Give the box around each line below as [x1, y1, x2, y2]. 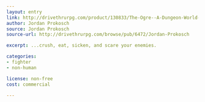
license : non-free [6, 75, 53, 82]
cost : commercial [6, 81, 51, 87]
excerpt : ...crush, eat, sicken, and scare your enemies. [6, 42, 157, 49]
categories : [6, 53, 37, 59]
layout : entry [6, 8, 43, 15]
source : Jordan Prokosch [6, 25, 70, 32]
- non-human [6, 64, 37, 70]
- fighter [6, 59, 32, 65]
